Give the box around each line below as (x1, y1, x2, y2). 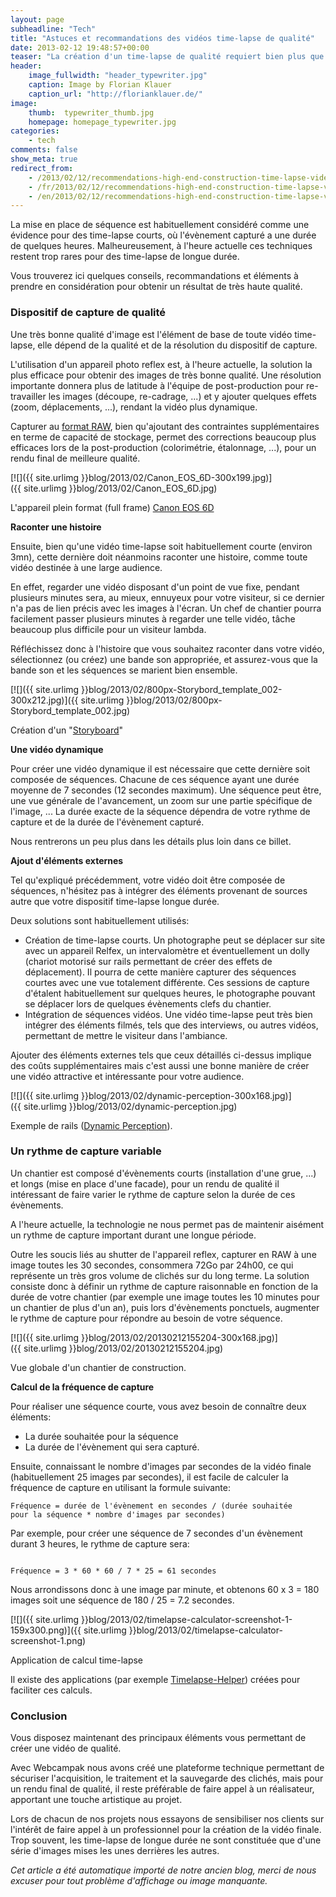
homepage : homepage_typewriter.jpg (28, 117, 177, 127)
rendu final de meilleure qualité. (10, 452, 141, 464)
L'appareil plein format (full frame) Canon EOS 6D (10, 501, 215, 513)
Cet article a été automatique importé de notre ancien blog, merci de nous (10, 1864, 317, 1876)
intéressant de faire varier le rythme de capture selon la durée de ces (10, 1188, 296, 1200)
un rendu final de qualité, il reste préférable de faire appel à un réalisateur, (10, 1783, 315, 1795)
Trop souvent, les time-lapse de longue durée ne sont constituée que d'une (10, 1834, 322, 1846)
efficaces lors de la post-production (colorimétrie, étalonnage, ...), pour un (10, 441, 317, 453)
